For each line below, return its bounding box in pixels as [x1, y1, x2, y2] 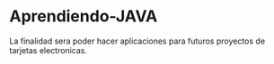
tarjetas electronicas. [9, 44, 88, 55]
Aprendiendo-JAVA [9, 6, 158, 27]
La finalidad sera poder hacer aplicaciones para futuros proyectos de [9, 36, 266, 46]
